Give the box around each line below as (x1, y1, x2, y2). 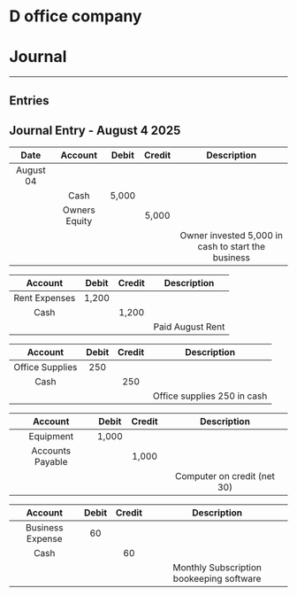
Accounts (30, 445, 72, 457)
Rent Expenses (13, 292, 76, 305)
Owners (62, 204, 95, 216)
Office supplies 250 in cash (153, 390, 268, 402)
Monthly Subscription (171, 561, 263, 574)
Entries (9, 93, 50, 108)
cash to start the (197, 241, 266, 253)
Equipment (28, 430, 73, 443)
